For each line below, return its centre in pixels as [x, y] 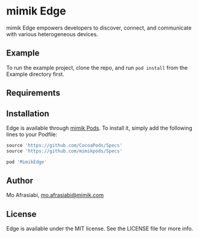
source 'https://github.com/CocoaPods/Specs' [64, 145]
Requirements [33, 93]
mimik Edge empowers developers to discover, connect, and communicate [99, 28]
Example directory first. [35, 74]
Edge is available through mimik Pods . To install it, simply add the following [99, 128]
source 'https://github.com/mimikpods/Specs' [64, 151]
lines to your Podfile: [32, 134]
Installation [28, 114]
